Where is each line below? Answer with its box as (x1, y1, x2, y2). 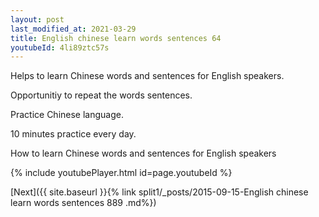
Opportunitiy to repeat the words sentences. (10, 89, 193, 101)
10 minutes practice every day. (10, 128, 137, 140)
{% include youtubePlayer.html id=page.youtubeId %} (10, 167, 233, 179)
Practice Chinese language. (10, 109, 124, 121)
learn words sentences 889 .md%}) (10, 197, 157, 209)
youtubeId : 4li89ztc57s (10, 42, 110, 53)
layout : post (10, 14, 65, 25)
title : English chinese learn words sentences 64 (10, 33, 222, 43)
